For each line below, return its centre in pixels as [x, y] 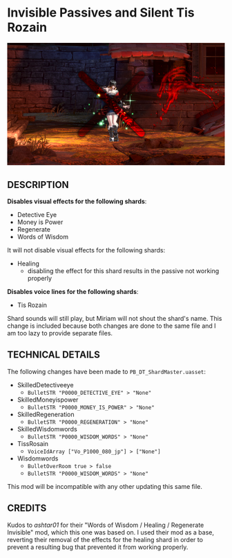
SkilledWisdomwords [47, 429]
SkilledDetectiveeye [45, 384]
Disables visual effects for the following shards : [77, 201]
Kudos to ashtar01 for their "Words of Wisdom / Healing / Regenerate [106, 525]
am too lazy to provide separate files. [60, 333]
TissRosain [33, 443]
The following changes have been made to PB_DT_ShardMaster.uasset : [106, 371]
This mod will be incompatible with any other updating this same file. [105, 486]
